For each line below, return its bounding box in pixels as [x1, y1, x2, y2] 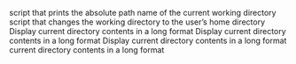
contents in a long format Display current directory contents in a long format [9, 35, 287, 46]
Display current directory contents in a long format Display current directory [9, 26, 286, 36]
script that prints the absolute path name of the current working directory [9, 8, 277, 18]
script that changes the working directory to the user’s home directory [9, 17, 266, 27]
